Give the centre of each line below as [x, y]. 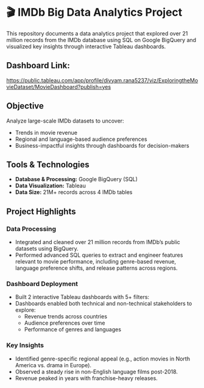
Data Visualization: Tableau [51, 186]
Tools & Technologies [48, 164]
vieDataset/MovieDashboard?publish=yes [59, 87]
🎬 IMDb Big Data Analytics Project [94, 13]
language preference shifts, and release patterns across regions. [96, 268]
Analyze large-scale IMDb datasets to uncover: [65, 121]
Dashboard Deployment [42, 284]
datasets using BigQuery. [47, 249]
